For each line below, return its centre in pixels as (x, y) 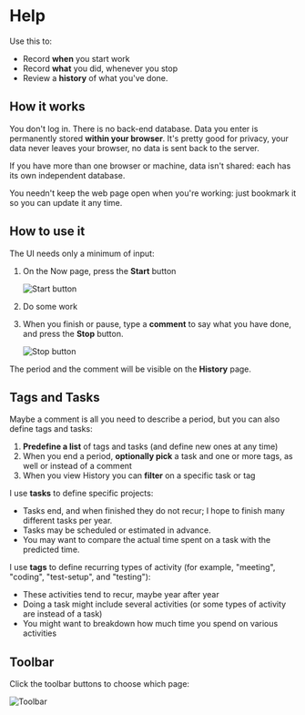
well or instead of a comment (77, 466)
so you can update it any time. (66, 202)
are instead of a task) (62, 614)
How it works (47, 107)
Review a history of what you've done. (95, 77)
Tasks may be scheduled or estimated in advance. (117, 530)
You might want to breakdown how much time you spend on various (150, 624)
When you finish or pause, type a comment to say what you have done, (157, 323)
